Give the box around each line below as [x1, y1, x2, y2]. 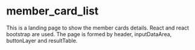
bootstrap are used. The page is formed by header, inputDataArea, [6, 30, 172, 37]
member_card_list [6, 4, 99, 18]
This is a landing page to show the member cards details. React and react [6, 24, 189, 31]
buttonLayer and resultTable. [6, 37, 78, 44]
